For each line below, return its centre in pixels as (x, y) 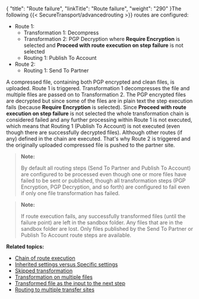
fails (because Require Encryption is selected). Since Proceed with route (96, 107)
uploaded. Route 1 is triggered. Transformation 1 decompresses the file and (98, 88)
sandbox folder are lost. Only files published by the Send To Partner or (107, 229)
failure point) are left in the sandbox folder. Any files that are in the (102, 222)
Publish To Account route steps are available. (76, 235)
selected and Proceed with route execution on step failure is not (103, 45)
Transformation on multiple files (54, 277)
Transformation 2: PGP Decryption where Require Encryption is (102, 39)
